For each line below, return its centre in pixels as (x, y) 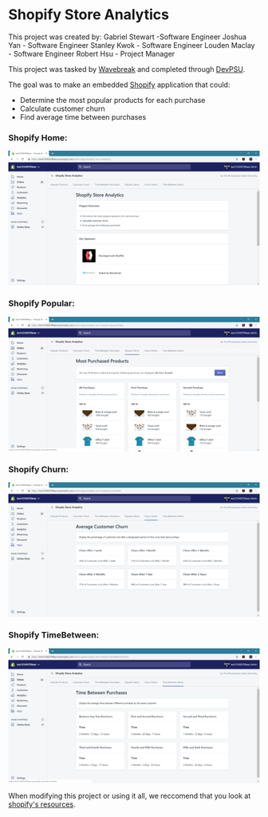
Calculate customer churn (62, 109)
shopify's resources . (42, 804)
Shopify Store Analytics (89, 15)
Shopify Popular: (41, 303)
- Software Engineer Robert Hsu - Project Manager (92, 53)
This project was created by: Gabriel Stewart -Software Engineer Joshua (128, 37)
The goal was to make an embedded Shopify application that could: (119, 85)
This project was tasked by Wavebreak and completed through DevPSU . (127, 69)
